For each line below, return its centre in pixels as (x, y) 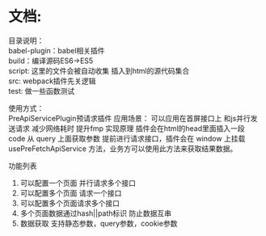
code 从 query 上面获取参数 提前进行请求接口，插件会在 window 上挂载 (127, 138)
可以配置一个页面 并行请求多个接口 (78, 183)
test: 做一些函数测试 (42, 91)
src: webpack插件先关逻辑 (52, 81)
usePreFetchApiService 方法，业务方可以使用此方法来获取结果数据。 (123, 148)
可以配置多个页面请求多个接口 (70, 203)
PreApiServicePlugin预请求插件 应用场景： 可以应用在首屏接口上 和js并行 (129, 118)
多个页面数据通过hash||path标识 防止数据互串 (96, 213)
